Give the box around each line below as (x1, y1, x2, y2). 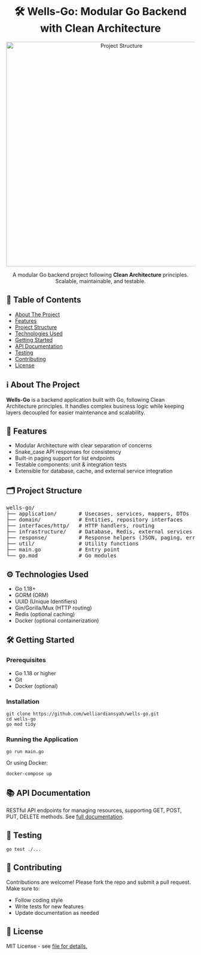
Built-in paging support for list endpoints (14, 454, 115, 462)
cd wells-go (6, 716, 36, 722)
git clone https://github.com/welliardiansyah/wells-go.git (6, 711, 160, 717)
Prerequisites (6, 656, 46, 665)
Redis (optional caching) (14, 611, 75, 617)
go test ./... (6, 846, 42, 852)
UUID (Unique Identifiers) (14, 598, 78, 605)
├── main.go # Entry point (6, 546, 120, 553)
